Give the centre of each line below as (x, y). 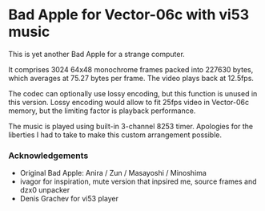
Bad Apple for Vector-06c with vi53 (129, 15)
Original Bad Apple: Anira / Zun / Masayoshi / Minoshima (113, 173)
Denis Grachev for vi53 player (69, 199)
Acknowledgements (48, 156)
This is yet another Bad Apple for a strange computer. (97, 54)
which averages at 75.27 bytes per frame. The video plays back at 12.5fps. (131, 78)
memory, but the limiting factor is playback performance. (102, 111)
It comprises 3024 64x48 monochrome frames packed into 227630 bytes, (131, 69)
